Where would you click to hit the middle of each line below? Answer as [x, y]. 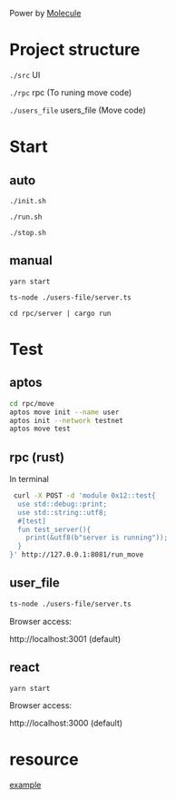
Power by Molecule [45, 13]
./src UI [25, 74]
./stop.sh [28, 232]
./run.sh [26, 217]
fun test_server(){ [54, 529]
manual [31, 261]
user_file [35, 583]
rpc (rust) [37, 457]
